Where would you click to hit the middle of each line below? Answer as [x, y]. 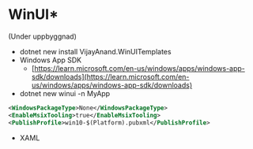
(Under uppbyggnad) [43, 36]
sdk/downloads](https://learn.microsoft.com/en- [110, 76]
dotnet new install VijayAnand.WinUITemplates [95, 51]
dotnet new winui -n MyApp [65, 93]
